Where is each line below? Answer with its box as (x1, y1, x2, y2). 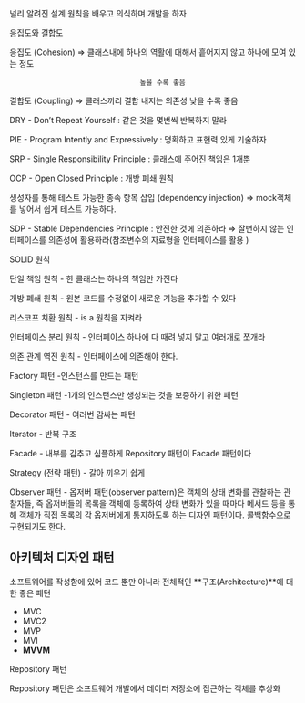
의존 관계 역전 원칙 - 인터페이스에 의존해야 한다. (9, 351, 178, 362)
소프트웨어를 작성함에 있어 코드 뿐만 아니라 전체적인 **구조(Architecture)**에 (9, 576, 284, 587)
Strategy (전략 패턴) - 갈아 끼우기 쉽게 (9, 467, 146, 477)
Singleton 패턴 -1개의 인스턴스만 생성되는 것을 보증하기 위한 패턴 (9, 390, 239, 400)
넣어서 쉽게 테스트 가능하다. (18, 204, 117, 215)
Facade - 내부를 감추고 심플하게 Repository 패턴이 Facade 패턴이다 (9, 448, 252, 458)
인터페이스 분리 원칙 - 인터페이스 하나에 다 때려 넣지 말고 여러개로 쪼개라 (9, 331, 266, 342)
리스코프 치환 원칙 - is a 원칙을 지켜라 (9, 312, 143, 322)
